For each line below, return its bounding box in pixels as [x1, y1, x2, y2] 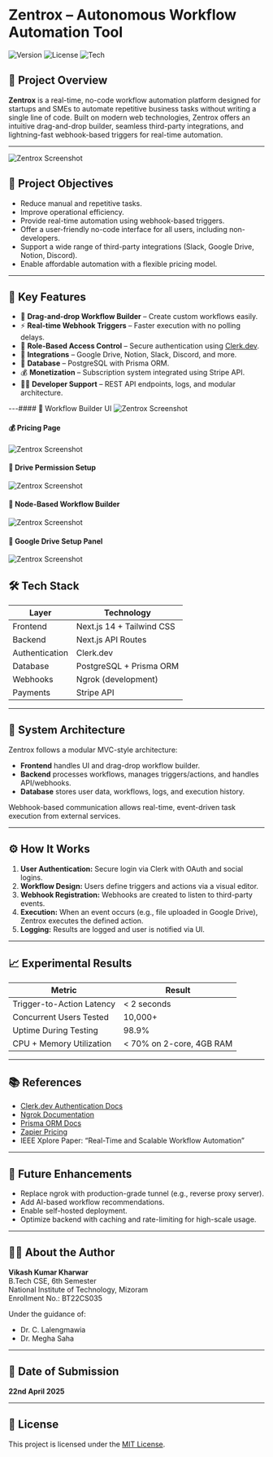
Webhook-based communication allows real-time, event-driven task [8, 802, 236, 812]
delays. [19, 332, 45, 343]
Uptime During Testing [12, 1025, 99, 1036]
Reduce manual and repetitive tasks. [19, 198, 142, 208]
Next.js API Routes [76, 634, 147, 645]
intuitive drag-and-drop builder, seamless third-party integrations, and [8, 120, 244, 131]
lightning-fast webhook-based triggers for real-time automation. [8, 129, 223, 139]
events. [19, 898, 45, 908]
